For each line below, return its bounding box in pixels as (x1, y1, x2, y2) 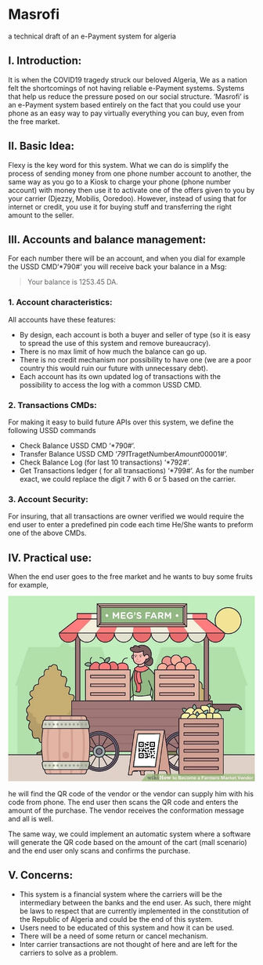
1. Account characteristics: (8, 297, 113, 308)
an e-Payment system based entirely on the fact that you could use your (8, 100, 241, 109)
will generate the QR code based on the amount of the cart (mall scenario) (8, 838, 248, 847)
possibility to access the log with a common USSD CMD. (19, 380, 202, 389)
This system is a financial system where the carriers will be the (19, 889, 223, 899)
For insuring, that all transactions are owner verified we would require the (8, 512, 245, 521)
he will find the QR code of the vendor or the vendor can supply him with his (8, 789, 254, 799)
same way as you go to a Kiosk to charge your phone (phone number (8, 177, 232, 186)
